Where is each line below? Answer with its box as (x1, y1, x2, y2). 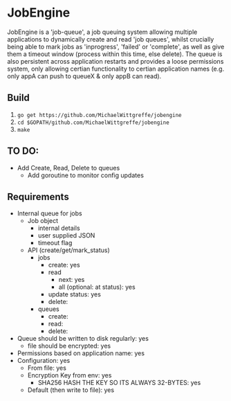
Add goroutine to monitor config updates (27, 171, 144, 179)
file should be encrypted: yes (27, 341, 111, 350)
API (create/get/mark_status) (27, 246, 110, 254)
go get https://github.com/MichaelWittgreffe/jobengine (17, 112, 182, 118)
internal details (37, 224, 81, 233)
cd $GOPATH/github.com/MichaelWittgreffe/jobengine (17, 119, 169, 126)
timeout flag (37, 239, 73, 247)
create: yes (48, 261, 81, 269)
